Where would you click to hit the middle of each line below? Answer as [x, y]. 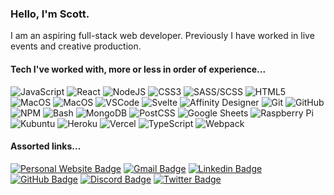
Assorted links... [46, 146]
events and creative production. [76, 46]
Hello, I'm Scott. [50, 14]
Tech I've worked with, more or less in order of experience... [138, 69]
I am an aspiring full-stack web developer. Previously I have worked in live [162, 36]
